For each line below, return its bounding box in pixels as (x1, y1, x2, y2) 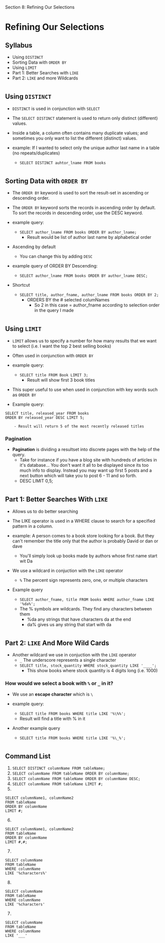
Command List (5, 752, 51, 760)
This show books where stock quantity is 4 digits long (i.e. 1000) (27, 668, 158, 674)
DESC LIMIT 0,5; (19, 478, 53, 484)
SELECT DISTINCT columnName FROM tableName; (12, 766, 105, 771)
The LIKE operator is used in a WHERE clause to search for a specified (12, 518, 155, 524)
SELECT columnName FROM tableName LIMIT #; (12, 782, 103, 787)
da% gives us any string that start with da (27, 621, 112, 627)
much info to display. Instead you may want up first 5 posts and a (19, 467, 152, 473)
